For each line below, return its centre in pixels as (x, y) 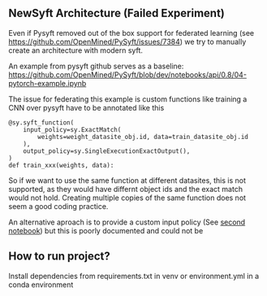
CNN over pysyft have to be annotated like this (86, 107)
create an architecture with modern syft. (76, 50)
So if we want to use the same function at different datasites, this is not (127, 180)
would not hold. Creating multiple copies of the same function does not (127, 198)
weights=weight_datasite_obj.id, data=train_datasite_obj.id (143, 137)
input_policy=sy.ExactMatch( (72, 129)
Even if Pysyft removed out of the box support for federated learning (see (131, 33)
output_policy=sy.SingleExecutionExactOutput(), (107, 151)
